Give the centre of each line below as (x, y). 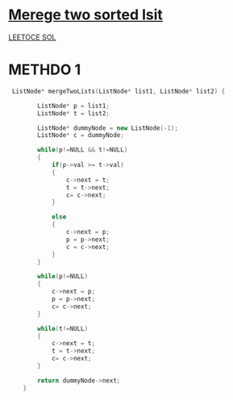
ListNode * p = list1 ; (74, 106)
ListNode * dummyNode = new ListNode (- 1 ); (108, 128)
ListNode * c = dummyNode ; (81, 135)
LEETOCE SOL (32, 37)
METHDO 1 (45, 70)
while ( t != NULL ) (63, 328)
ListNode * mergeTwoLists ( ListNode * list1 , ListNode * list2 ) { (119, 91)
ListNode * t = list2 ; (74, 113)
